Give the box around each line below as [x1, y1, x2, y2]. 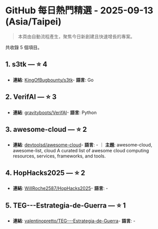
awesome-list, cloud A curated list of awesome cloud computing [12, 148, 149, 154]
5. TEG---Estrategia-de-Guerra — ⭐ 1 [5, 201, 126, 210]
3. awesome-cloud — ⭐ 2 [5, 125, 87, 133]
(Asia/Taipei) [5, 16, 62, 28]
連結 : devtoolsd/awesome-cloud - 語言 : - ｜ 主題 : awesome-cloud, [12, 142, 152, 148]
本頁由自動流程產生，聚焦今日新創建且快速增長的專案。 [17, 33, 135, 39]
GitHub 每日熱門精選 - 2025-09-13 [5, 5, 153, 16]
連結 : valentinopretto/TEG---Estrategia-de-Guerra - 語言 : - [12, 218, 136, 224]
